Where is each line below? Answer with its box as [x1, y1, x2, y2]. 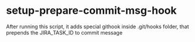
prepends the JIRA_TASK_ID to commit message [6, 29, 123, 36]
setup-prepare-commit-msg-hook [6, 4, 177, 17]
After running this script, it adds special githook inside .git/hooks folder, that [6, 23, 189, 30]
